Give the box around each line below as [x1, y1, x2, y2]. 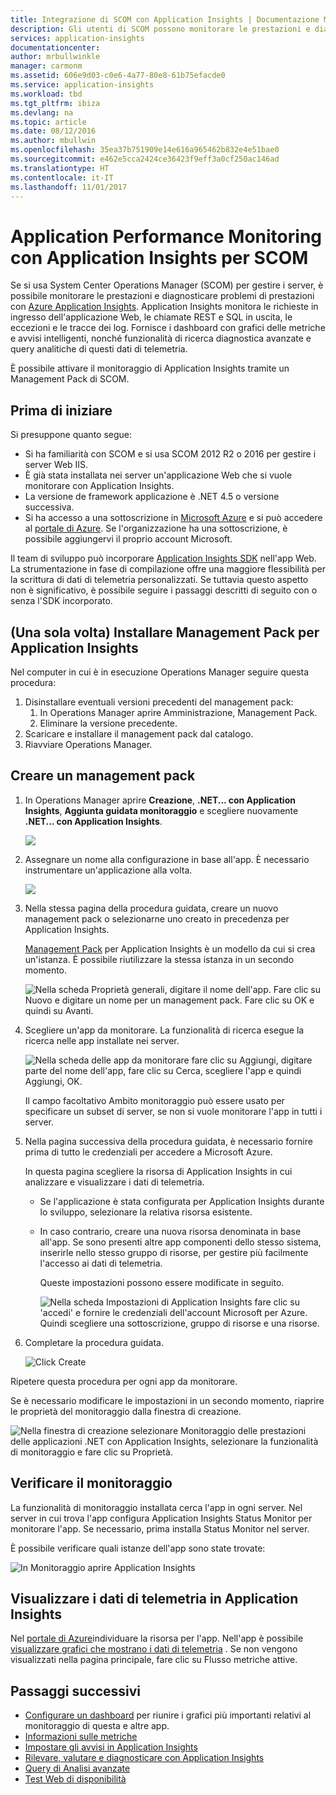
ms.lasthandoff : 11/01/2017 [10, 182, 128, 192]
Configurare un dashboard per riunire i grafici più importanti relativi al [24, 1709, 312, 1721]
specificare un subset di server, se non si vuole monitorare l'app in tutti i [24, 1105, 323, 1117]
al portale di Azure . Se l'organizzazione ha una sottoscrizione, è [24, 522, 288, 535]
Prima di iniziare [10, 402, 113, 419]
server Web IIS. [24, 459, 89, 471]
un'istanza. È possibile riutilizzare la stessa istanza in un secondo [24, 953, 295, 965]
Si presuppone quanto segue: [10, 429, 133, 441]
